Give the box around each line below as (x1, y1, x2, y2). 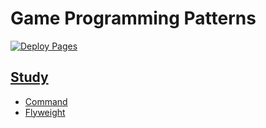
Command (24, 95, 68, 107)
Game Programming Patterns (10, 7, 257, 30)
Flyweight (24, 106, 66, 118)
